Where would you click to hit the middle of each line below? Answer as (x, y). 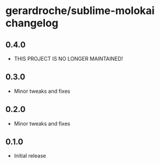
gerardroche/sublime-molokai (80, 11)
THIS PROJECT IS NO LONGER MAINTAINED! (68, 59)
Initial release (30, 156)
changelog (32, 23)
